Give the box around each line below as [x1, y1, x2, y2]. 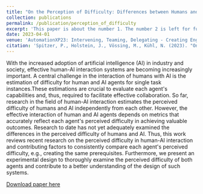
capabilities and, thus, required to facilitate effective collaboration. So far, [6, 92, 188, 99]
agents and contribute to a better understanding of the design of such [6, 162, 181, 170]
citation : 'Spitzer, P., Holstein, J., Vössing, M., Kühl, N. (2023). [6, 43, 188, 49]
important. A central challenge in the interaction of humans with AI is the [6, 72, 186, 79]
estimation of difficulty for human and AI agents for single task [6, 78, 162, 85]
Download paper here [6, 180, 60, 188]
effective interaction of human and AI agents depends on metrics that [6, 110, 179, 118]
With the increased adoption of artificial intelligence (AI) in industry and [6, 59, 184, 67]
